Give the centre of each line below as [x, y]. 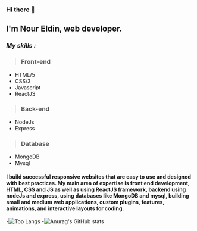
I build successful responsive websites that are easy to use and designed [99, 177]
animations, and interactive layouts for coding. [65, 208]
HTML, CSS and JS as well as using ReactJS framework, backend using [96, 189]
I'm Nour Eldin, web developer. [64, 29]
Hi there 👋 [21, 10]
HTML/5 [25, 74]
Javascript [28, 87]
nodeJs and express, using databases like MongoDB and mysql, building [98, 195]
